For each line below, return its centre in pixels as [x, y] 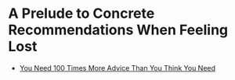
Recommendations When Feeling [118, 30]
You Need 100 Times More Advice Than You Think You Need [117, 68]
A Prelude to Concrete [81, 14]
